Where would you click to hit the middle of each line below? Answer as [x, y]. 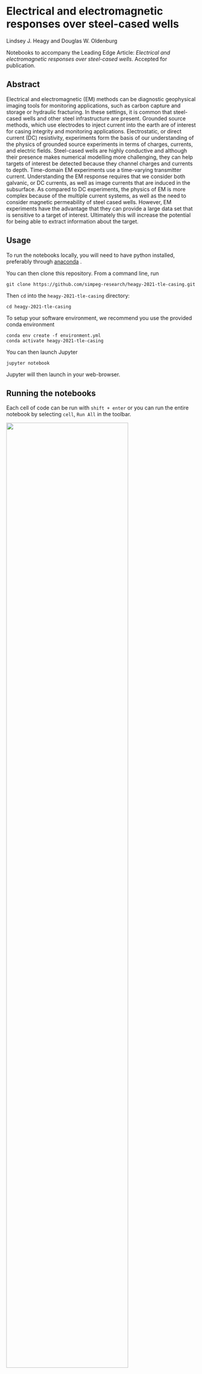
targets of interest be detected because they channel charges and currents [99, 163]
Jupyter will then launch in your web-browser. [63, 374]
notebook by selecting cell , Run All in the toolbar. [69, 414]
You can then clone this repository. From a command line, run [83, 273]
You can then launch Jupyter [42, 352]
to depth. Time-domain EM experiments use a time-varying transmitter [94, 170]
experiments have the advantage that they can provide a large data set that [99, 208]
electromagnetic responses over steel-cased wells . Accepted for [87, 59]
